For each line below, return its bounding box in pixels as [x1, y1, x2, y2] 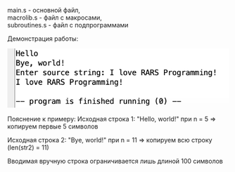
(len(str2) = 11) [7, 143, 49, 152]
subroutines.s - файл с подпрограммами [7, 21, 129, 29]
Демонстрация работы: [7, 34, 79, 43]
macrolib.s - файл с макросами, [7, 13, 102, 22]
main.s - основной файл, [7, 6, 81, 14]
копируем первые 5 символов [7, 122, 99, 131]
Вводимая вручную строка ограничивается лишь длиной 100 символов [7, 157, 224, 166]
